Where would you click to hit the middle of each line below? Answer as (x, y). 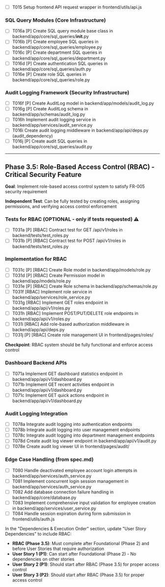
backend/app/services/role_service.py (51, 297)
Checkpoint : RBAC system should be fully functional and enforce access (79, 345)
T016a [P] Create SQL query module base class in (62, 31)
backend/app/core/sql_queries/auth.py (52, 69)
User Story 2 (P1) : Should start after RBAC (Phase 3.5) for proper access (86, 564)
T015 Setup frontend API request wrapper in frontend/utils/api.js (77, 7)
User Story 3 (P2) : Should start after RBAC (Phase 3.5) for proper (78, 575)
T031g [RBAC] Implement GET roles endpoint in (60, 303)
